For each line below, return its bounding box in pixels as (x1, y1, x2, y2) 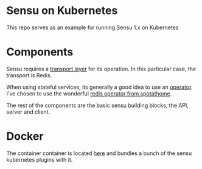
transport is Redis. (6, 71, 52, 79)
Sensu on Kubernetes (6, 4, 118, 18)
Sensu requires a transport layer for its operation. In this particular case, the (6, 65, 197, 72)
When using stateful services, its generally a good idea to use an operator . (6, 83, 193, 91)
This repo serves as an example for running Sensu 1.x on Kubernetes (6, 24, 179, 31)
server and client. (6, 108, 50, 116)
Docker (6, 129, 44, 143)
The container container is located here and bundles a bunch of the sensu (6, 150, 192, 157)
